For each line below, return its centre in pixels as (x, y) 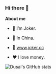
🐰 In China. (23, 38)
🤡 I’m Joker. (24, 28)
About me (15, 19)
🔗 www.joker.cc (28, 48)
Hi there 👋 (17, 8)
